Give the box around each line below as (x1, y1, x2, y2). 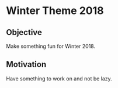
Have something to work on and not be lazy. (6, 75, 112, 82)
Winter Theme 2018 (6, 4, 104, 17)
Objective (6, 27, 43, 37)
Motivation (6, 59, 47, 69)
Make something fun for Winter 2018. (6, 43, 95, 50)
